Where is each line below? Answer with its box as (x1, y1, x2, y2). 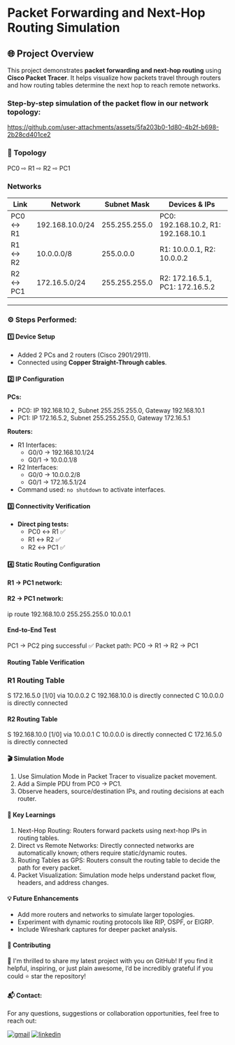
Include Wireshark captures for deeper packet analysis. (17, 925, 178, 933)
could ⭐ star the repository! (7, 972, 86, 980)
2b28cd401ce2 (7, 131, 51, 139)
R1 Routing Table (7, 675, 65, 685)
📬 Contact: (7, 991, 43, 1000)
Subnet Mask (104, 199, 150, 209)
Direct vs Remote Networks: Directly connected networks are (17, 841, 194, 849)
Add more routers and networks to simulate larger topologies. (17, 910, 195, 918)
